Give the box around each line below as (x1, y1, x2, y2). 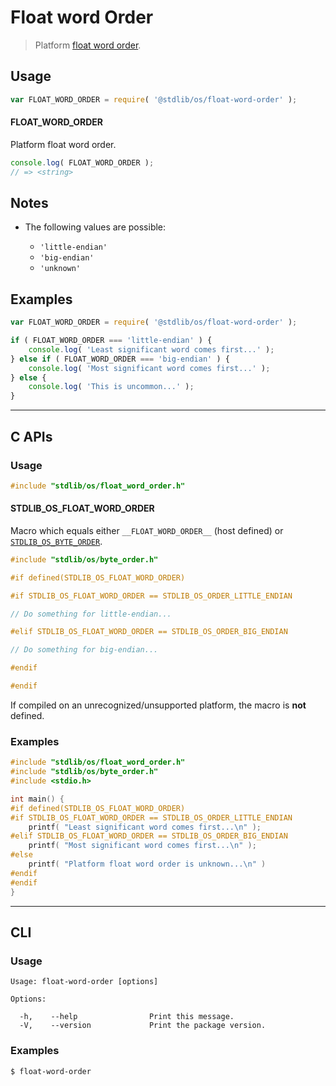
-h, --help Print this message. (19, 1012, 235, 1022)
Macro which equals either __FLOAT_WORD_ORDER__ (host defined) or (10, 524, 284, 536)
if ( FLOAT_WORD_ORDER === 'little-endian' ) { (10, 336, 213, 346)
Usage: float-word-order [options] (10, 977, 159, 987)
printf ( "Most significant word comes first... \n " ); (28, 841, 257, 851)
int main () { (10, 794, 65, 804)
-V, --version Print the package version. (19, 1021, 267, 1031)
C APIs (10, 428, 53, 445)
